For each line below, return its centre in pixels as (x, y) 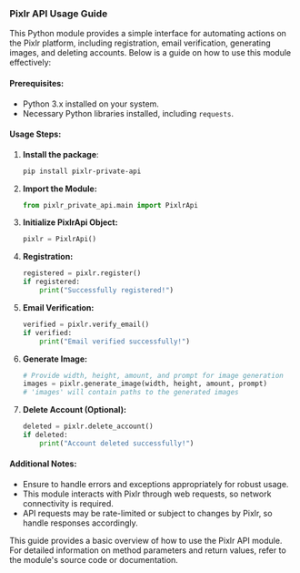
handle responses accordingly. (80, 523)
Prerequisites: (37, 83)
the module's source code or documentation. (94, 560)
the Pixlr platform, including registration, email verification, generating (140, 43)
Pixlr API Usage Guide (59, 14)
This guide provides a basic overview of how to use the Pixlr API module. (146, 541)
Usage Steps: (35, 134)
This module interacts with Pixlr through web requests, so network (147, 494)
